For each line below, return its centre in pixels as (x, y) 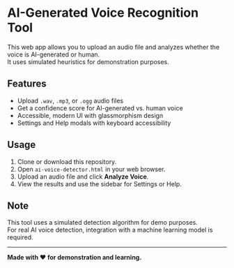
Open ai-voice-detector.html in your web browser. (91, 169)
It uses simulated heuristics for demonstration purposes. (88, 61)
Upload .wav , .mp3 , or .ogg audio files (70, 100)
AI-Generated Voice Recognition (103, 13)
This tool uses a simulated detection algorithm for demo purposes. (103, 223)
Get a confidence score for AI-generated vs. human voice (100, 108)
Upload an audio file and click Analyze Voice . (83, 177)
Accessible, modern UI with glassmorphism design (90, 115)
